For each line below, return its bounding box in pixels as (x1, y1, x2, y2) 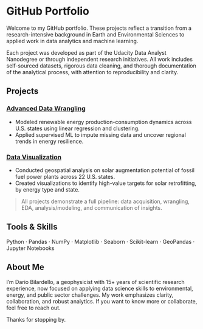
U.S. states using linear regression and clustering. (15, 125, 140, 132)
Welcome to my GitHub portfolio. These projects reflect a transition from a (6, 24, 192, 32)
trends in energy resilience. (15, 137, 84, 145)
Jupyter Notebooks (6, 244, 55, 252)
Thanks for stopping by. (6, 316, 66, 323)
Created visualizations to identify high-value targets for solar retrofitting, (15, 179, 196, 187)
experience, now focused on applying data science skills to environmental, (6, 285, 193, 292)
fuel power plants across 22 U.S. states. (15, 173, 115, 180)
